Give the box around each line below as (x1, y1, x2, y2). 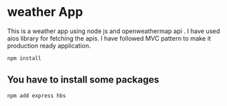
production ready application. (7, 41, 91, 50)
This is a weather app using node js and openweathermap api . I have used (7, 27, 221, 35)
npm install (7, 54, 41, 62)
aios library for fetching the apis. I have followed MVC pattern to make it (7, 34, 212, 42)
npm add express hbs (7, 92, 67, 99)
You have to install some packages (7, 74, 159, 86)
